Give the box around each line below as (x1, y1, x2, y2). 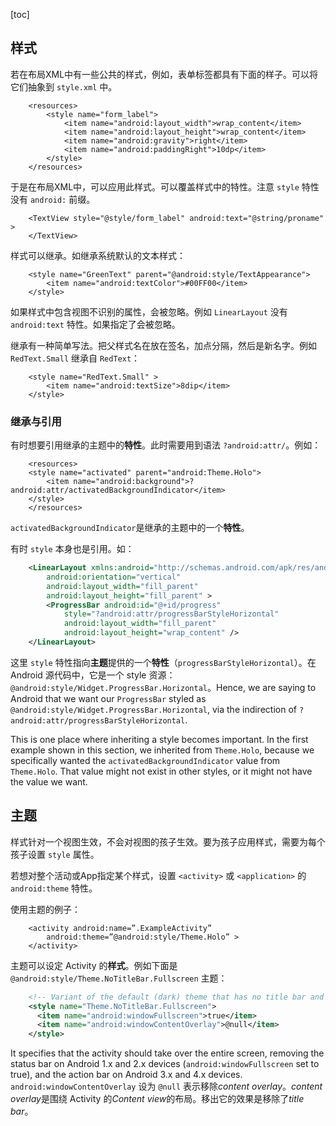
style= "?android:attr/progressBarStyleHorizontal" (63, 609, 280, 619)
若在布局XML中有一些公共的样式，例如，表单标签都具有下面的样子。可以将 (10, 68, 319, 80)
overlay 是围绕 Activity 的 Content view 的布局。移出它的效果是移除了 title (10, 1093, 305, 1105)
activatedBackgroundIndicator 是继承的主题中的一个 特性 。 (10, 522, 250, 534)
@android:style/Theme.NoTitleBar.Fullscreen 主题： (10, 972, 228, 984)
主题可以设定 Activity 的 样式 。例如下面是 (10, 959, 178, 971)
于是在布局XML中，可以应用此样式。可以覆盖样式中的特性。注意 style (10, 180, 300, 193)
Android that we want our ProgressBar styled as (10, 692, 207, 704)
